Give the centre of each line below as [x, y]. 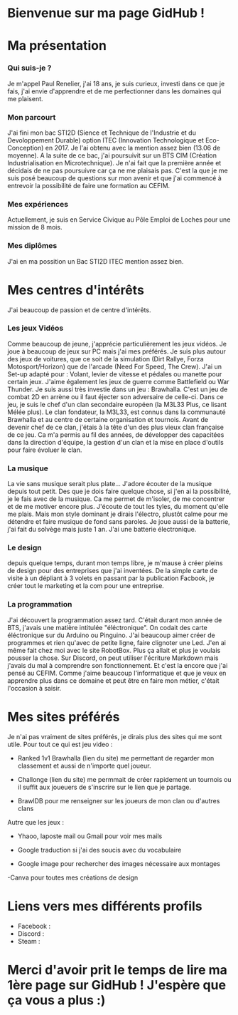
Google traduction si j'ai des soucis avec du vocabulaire [99, 850]
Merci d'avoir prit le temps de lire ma [117, 970]
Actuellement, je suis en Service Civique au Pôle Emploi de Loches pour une [119, 220]
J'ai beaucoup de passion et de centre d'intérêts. [79, 310]
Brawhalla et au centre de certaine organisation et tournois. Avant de [108, 419]
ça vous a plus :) [56, 1000]
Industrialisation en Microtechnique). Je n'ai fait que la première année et [114, 163]
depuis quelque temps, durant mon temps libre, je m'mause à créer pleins [115, 563]
